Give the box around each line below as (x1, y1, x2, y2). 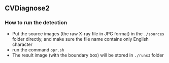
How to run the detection (5, 19, 67, 26)
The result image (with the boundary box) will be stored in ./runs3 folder (12, 52, 164, 58)
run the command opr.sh (12, 46, 64, 52)
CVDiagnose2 (5, 4, 50, 13)
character (12, 41, 32, 47)
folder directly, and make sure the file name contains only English (12, 36, 149, 42)
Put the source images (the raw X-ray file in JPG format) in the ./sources (12, 30, 164, 37)
